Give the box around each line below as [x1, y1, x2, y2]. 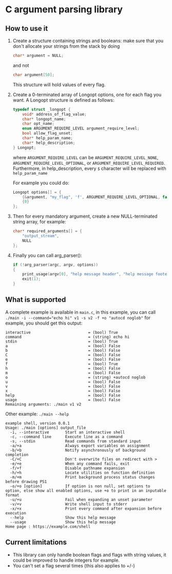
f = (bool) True [5, 361, 118, 367]
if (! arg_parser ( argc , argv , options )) [12, 262, 99, 267]
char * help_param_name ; [22, 136, 73, 141]
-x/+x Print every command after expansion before [10, 506, 162, 511]
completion [5, 452, 29, 457]
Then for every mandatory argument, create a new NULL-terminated [12, 213, 158, 219]
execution [5, 510, 27, 515]
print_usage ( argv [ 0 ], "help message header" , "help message [22, 272, 154, 277]
